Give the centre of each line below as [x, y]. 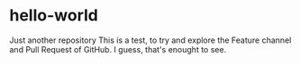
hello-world [54, 16]
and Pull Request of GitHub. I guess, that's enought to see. [118, 49]
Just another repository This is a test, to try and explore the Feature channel [150, 40]
